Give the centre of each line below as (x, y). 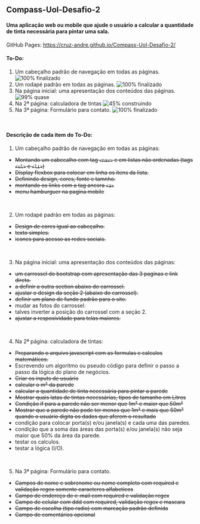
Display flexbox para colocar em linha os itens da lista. (82, 172)
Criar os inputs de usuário (47, 378)
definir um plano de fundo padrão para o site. (71, 299)
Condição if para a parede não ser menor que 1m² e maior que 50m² (99, 404)
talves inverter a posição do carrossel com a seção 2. (81, 312)
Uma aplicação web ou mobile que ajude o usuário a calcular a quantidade (100, 25)
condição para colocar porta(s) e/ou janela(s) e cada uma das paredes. (103, 423)
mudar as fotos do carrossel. (50, 305)
